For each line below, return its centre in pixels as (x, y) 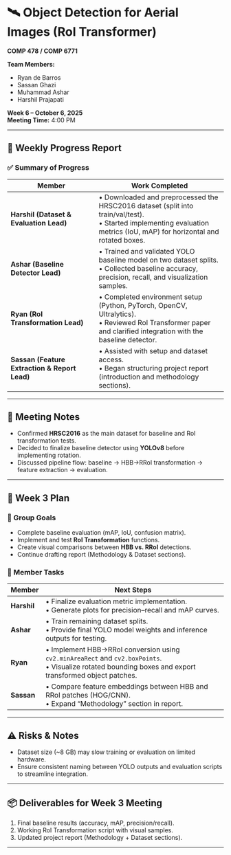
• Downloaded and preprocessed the (158, 197)
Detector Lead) (36, 273)
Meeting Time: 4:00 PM (41, 120)
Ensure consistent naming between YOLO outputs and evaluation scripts (120, 767)
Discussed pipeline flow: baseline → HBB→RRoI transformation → (110, 463)
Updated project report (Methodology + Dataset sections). (100, 838)
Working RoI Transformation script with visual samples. (95, 830)
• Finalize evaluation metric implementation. (117, 601)
